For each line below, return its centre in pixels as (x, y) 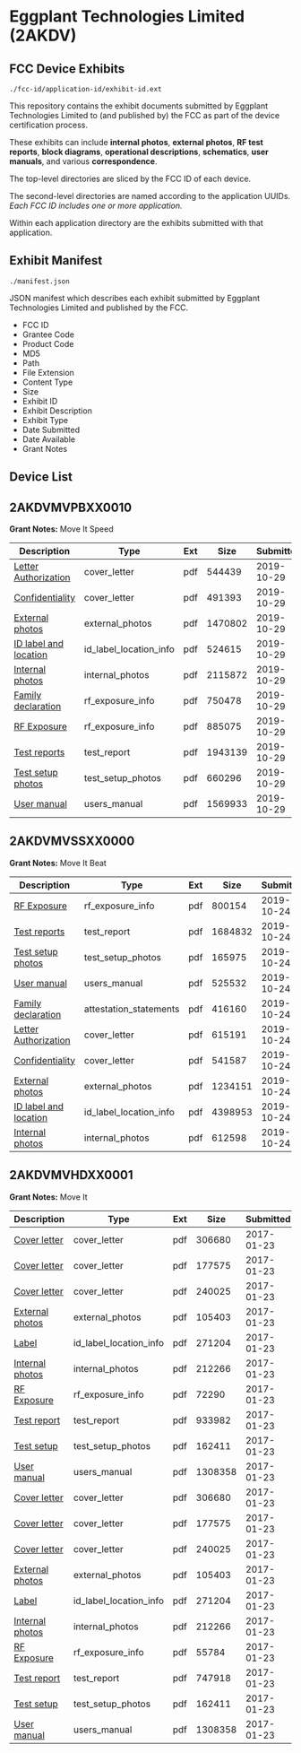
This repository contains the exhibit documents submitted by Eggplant (139, 106)
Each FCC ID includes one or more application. (96, 205)
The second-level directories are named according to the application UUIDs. (150, 196)
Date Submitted (51, 430)
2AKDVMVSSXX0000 (72, 842)
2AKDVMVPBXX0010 (71, 507)
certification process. (48, 125)
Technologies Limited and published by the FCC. (99, 308)
